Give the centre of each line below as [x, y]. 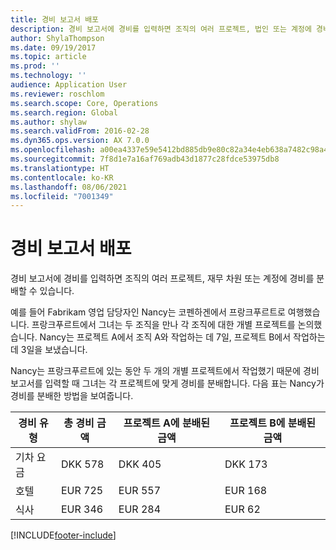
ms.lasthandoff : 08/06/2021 [69, 187]
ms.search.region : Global [64, 112]
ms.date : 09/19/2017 [53, 47]
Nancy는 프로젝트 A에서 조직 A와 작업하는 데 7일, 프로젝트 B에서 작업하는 [182, 337]
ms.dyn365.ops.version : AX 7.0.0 [80, 141]
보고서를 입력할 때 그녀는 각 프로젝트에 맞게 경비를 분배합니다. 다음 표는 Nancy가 [167, 383]
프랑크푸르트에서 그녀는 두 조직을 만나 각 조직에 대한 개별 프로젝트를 [163, 325]
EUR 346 [82, 509]
